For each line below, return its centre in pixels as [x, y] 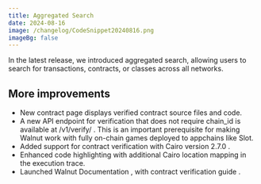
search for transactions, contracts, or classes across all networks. [116, 69]
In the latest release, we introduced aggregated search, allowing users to [127, 60]
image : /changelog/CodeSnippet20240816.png [81, 30]
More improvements [59, 93]
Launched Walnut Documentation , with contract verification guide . [130, 172]
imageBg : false [33, 38]
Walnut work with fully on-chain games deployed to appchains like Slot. [136, 138]
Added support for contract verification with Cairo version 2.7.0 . [125, 147]
